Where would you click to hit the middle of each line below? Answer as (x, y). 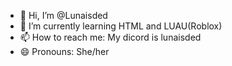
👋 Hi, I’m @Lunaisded (63, 15)
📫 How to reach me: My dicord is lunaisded (110, 37)
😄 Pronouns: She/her (64, 51)
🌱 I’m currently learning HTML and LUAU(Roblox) (121, 26)
